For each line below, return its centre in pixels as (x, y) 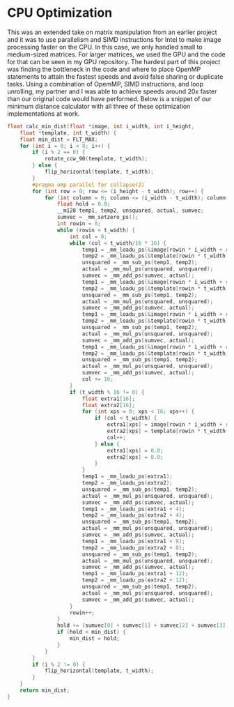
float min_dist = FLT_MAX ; (59, 139)
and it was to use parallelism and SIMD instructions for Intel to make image (114, 39)
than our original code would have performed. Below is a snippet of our (109, 98)
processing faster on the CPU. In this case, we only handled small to (105, 47)
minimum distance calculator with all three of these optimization (99, 106)
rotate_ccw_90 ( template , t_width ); (96, 159)
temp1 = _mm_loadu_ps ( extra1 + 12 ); (135, 574)
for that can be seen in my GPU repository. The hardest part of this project (114, 61)
